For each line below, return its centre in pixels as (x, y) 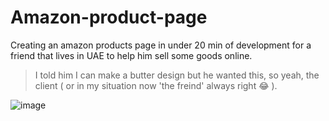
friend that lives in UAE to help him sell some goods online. (131, 55)
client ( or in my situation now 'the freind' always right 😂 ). (156, 85)
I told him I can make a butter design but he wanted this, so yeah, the (177, 75)
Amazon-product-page (109, 17)
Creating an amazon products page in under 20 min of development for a (161, 45)
